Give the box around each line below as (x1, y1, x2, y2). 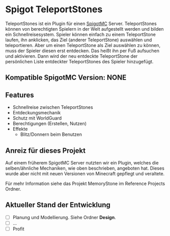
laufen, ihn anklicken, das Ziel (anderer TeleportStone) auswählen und (5, 37, 152, 43)
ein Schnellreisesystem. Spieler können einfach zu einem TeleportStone (5, 31, 156, 37)
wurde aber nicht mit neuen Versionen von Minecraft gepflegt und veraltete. (5, 170, 165, 177)
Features (5, 90, 34, 99)
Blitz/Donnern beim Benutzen (20, 131, 82, 137)
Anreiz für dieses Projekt (5, 146, 86, 155)
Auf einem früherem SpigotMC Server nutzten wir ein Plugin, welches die (5, 159, 159, 166)
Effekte (12, 126, 28, 132)
